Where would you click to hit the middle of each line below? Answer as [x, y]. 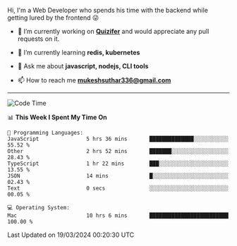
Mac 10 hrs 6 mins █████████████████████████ [118, 216]
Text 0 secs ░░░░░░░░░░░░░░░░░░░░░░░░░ [118, 188]
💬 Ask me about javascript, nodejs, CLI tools [83, 66]
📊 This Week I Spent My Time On [57, 117]
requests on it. [38, 39]
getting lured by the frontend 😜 [53, 18]
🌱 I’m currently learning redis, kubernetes [79, 53]
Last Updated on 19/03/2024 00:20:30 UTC [71, 235]
